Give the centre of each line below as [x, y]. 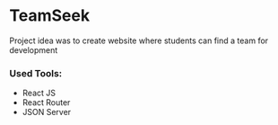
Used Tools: [36, 73]
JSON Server [47, 112]
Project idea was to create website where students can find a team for [139, 40]
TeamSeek [50, 16]
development [34, 49]
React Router [46, 103]
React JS [39, 93]
